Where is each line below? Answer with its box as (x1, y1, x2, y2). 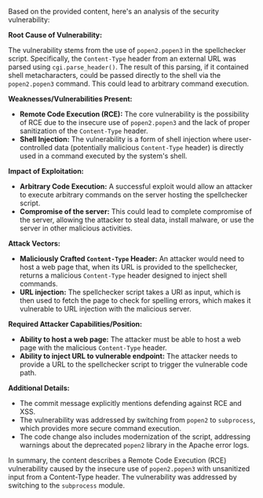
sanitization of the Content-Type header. (19, 126, 148, 135)
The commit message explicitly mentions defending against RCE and (19, 399, 242, 408)
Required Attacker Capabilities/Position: (8, 319, 143, 329)
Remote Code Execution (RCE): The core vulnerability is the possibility (19, 109, 250, 119)
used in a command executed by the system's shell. (19, 151, 188, 160)
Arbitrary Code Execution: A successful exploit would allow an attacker (19, 182, 253, 191)
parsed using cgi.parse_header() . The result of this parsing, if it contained (8, 62, 249, 72)
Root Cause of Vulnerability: (8, 31, 103, 39)
